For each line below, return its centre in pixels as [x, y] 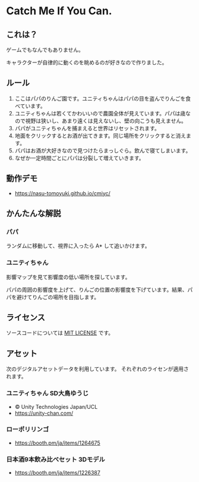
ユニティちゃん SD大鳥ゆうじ [48, 393]
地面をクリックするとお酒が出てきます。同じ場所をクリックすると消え [100, 136]
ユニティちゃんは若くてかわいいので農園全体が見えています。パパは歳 [100, 113]
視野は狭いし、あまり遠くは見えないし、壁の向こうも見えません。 [106, 121]
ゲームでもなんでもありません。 [45, 50]
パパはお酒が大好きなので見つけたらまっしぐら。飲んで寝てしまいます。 [103, 151]
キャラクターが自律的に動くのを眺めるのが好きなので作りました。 [87, 62]
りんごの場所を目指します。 [66, 297]
